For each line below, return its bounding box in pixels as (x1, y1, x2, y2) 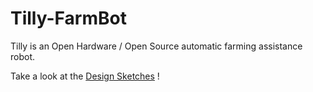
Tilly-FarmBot (10, 7, 127, 30)
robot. (10, 50, 36, 62)
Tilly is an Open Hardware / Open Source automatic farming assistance (10, 40, 303, 52)
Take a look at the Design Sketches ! (10, 70, 160, 82)
